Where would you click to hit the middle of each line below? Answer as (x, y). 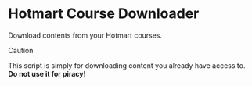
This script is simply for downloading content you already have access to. (127, 65)
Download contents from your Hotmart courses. (85, 35)
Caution (21, 50)
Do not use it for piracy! (47, 73)
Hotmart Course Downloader (104, 14)
